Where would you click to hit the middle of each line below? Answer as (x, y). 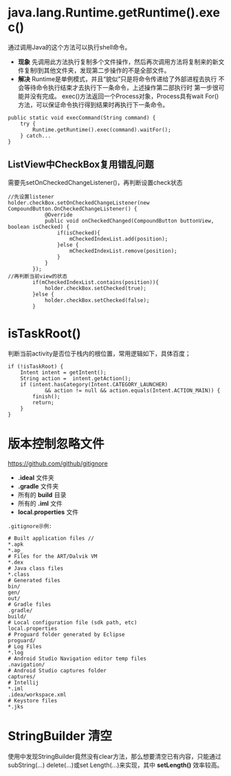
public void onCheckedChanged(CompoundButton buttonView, (129, 221)
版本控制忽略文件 (56, 444)
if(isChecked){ (78, 233)
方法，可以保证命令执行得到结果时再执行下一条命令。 (93, 104)
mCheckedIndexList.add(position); (119, 239)
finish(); (46, 397)
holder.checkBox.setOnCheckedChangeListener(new (79, 203)
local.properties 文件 (48, 512)
